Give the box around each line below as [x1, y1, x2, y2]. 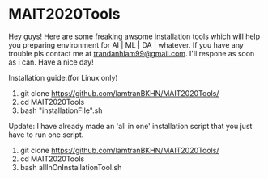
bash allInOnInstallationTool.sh [19, 162, 122, 172]
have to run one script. [8, 130, 84, 139]
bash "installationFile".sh [19, 106, 103, 115]
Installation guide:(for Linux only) [8, 73, 119, 82]
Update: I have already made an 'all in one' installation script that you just [8, 121, 253, 131]
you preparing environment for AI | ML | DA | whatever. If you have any [8, 40, 245, 49]
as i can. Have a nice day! [8, 57, 95, 67]
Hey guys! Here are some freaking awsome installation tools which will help [8, 31, 261, 41]
